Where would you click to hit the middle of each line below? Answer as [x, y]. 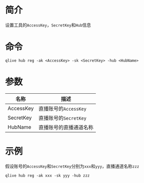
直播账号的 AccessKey [63, 109]
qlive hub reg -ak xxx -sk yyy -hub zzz [48, 176]
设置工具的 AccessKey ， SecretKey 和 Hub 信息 [48, 25]
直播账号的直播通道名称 [66, 127]
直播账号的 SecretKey [63, 118]
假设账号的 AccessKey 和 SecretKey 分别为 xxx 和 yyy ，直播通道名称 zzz [72, 166]
